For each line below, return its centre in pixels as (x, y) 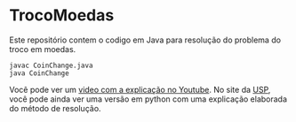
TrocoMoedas (62, 15)
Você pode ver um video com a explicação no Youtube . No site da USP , (140, 89)
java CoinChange (39, 73)
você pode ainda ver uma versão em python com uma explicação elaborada (148, 99)
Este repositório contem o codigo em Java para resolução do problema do (145, 40)
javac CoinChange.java (51, 65)
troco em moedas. (43, 49)
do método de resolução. (55, 108)
